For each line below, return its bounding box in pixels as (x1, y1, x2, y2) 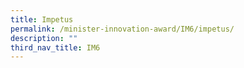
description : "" (10, 33, 78, 43)
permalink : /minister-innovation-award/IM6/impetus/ (10, 24, 235, 34)
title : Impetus (10, 14, 74, 25)
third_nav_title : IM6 (10, 42, 101, 53)
